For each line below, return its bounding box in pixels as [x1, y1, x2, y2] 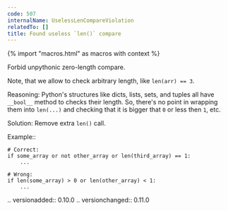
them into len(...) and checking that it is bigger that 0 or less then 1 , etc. [7, 105, 221, 114]
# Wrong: [7, 171, 33, 179]
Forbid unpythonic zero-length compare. [7, 63, 126, 71]
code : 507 [7, 10, 37, 18]
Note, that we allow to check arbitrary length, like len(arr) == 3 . [7, 77, 196, 85]
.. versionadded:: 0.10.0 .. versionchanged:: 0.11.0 [7, 195, 150, 205]
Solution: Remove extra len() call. [7, 119, 106, 128]
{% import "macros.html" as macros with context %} [7, 49, 160, 58]
